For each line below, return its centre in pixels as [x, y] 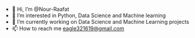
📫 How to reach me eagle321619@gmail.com [68, 28]
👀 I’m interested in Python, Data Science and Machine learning [89, 15]
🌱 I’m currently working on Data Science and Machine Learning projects [100, 22]
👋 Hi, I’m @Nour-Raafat [40, 9]
